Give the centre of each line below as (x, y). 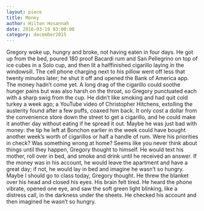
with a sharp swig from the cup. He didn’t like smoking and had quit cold (97, 98)
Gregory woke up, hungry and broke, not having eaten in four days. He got (100, 52)
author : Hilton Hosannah (38, 23)
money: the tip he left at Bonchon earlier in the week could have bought (96, 130)
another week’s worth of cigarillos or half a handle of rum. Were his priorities (102, 137)
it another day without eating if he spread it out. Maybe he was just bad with (102, 124)
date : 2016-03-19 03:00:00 (40, 29)
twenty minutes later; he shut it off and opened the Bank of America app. (98, 78)
